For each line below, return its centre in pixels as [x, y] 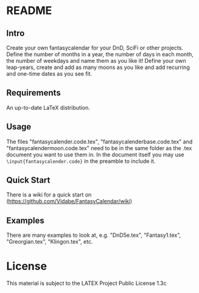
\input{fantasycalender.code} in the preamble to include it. [81, 161]
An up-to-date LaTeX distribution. [48, 107]
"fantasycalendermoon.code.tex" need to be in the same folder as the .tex [99, 148]
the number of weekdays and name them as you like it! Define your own [96, 61]
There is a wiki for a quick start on [49, 195]
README [29, 11]
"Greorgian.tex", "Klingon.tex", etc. [50, 242]
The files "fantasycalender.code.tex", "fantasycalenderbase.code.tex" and [100, 142]
